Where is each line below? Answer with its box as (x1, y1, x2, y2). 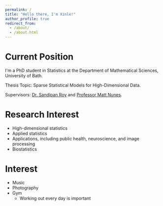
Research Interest (5, 109, 80, 120)
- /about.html (9, 30, 38, 35)
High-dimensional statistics (12, 125, 68, 131)
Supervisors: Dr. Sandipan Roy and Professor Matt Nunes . (5, 91, 122, 97)
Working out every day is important (19, 195, 91, 201)
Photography (12, 185, 39, 191)
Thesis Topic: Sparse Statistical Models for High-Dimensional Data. (5, 82, 141, 88)
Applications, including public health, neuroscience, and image (12, 136, 139, 142)
